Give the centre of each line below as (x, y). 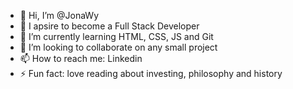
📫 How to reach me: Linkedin (81, 58)
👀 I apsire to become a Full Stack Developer (109, 26)
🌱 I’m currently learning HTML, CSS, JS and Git (116, 36)
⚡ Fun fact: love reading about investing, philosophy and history (151, 73)
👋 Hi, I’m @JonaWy (59, 15)
